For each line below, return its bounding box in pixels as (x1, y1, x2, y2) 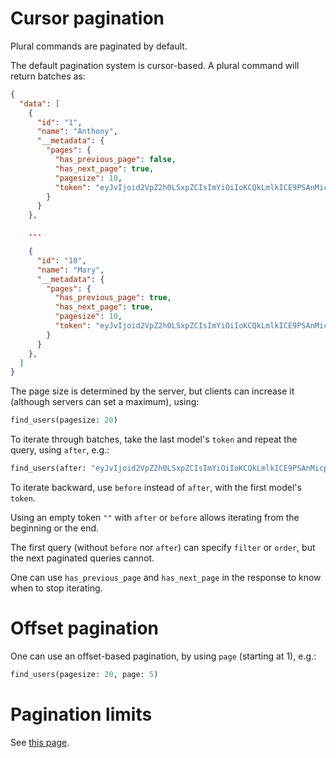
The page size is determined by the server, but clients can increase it (10, 385, 295, 397)
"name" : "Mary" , (36, 265, 105, 275)
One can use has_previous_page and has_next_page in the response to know (10, 572, 322, 584)
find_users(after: (10, 463, 87, 474)
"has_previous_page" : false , (54, 155, 177, 165)
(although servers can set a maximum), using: (10, 396, 200, 408)
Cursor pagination (10, 7, 165, 30)
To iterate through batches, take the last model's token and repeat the (10, 433, 298, 446)
